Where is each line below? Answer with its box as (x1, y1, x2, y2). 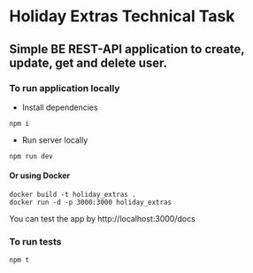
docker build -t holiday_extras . (9, 191, 137, 199)
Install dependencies (21, 102, 99, 113)
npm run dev (9, 152, 53, 160)
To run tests (9, 236, 62, 247)
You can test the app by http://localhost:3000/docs (9, 214, 196, 224)
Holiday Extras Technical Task (9, 6, 235, 27)
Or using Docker (9, 170, 71, 181)
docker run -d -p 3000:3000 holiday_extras (9, 198, 172, 207)
